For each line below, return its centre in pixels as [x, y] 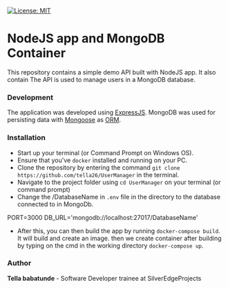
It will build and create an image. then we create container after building [119, 238]
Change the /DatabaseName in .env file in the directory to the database [119, 197]
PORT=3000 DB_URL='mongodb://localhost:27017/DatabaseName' [103, 217]
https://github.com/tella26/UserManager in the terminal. [98, 175]
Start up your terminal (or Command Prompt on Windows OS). [105, 152]
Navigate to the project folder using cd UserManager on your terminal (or [119, 182]
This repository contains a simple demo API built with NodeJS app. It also [112, 72]
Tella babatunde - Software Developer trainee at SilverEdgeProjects [104, 278]
